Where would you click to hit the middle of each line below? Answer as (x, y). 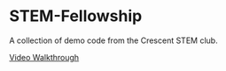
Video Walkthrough (44, 57)
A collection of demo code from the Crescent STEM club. (114, 40)
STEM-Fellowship (76, 16)
